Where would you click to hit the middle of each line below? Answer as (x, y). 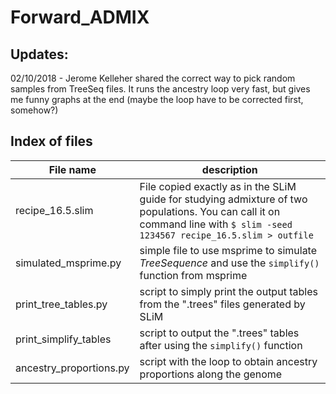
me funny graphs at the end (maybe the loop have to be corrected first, (157, 99)
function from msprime (193, 275)
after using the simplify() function (221, 345)
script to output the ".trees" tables (219, 333)
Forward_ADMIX (80, 17)
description (229, 169)
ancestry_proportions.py (72, 368)
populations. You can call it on (210, 211)
